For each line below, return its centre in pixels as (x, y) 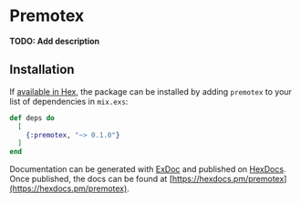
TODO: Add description (55, 41)
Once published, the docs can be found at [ (91, 179)
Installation (42, 70)
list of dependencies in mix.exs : (69, 101)
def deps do (32, 118)
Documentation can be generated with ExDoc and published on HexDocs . (148, 169)
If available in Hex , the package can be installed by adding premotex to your (150, 91)
